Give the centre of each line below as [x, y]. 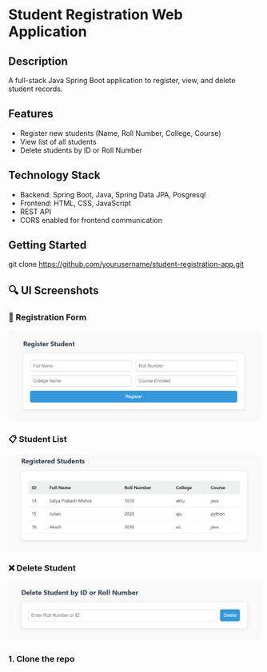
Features [31, 114]
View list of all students [58, 141]
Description [38, 61]
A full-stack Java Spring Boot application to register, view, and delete [122, 80]
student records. [36, 89]
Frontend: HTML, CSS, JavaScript [76, 203]
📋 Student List [38, 439]
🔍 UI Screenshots [54, 290]
